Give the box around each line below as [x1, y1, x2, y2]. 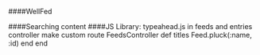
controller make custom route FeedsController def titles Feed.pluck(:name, [8, 31, 253, 39]
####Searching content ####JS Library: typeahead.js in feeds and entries [8, 22, 253, 31]
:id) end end [8, 38, 48, 48]
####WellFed [8, 7, 52, 16]
